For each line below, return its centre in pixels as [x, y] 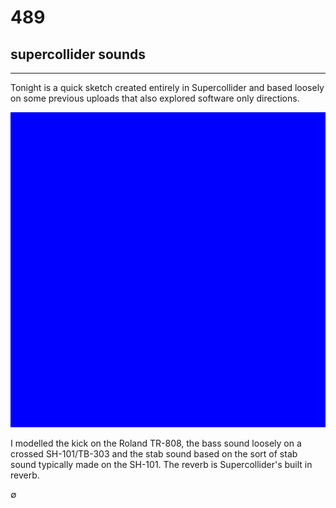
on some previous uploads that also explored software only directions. [155, 98]
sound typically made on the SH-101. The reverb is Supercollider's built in [161, 464]
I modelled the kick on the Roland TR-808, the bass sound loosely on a [156, 443]
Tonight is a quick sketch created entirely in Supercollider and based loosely [167, 87]
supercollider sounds [78, 54]
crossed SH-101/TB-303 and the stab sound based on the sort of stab [154, 454]
